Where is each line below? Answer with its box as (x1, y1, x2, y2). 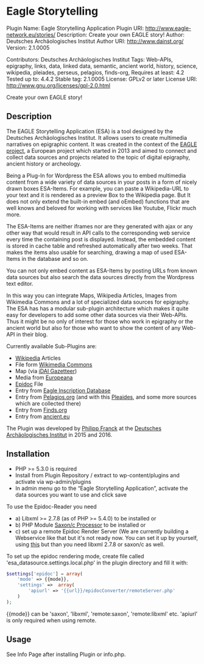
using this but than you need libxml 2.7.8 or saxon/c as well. (15, 541, 165, 548)
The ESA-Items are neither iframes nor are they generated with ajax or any (6, 222, 193, 230)
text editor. (6, 280, 33, 287)
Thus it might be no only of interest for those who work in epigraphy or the (6, 318, 194, 325)
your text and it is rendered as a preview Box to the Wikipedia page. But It (6, 191, 191, 199)
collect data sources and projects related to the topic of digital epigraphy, (6, 153, 191, 161)
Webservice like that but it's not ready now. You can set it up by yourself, (15, 534, 199, 541)
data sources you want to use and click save (15, 491, 127, 498)
